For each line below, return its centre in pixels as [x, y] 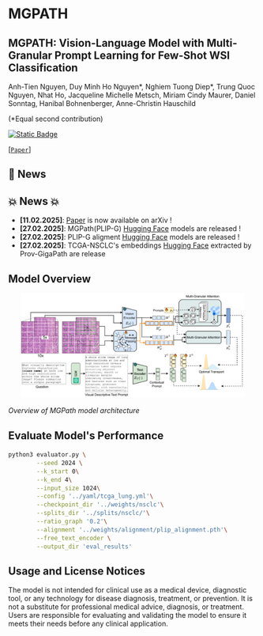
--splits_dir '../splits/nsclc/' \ [93, 513]
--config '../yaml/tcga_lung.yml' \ [95, 496]
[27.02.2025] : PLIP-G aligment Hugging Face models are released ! [130, 237]
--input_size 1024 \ [69, 488]
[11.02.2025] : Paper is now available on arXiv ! [96, 220]
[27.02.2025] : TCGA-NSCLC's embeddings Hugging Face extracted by [135, 245]
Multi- [222, 43]
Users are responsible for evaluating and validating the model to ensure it [128, 615]
